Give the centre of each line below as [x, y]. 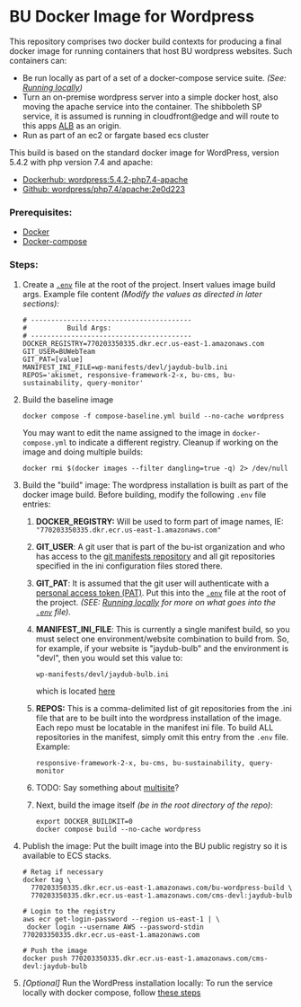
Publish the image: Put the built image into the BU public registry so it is [155, 845]
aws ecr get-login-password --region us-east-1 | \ [121, 919]
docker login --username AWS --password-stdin [115, 927]
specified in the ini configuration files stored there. [129, 565]
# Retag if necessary [62, 872]
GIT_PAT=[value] [53, 359]
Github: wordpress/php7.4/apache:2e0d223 [104, 189]
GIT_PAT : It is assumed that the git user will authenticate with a [152, 583]
